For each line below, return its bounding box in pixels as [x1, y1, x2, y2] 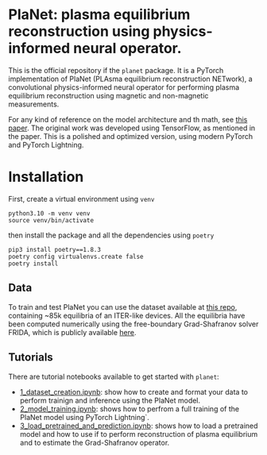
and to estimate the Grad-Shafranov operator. [19, 438, 170, 447]
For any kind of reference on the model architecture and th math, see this [8, 114, 248, 124]
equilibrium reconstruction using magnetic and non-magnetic [8, 91, 209, 100]
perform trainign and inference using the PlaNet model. [19, 395, 201, 405]
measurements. [8, 99, 60, 109]
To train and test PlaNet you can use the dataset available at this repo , [8, 302, 238, 311]
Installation [8, 168, 84, 186]
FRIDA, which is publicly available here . [8, 327, 137, 337]
